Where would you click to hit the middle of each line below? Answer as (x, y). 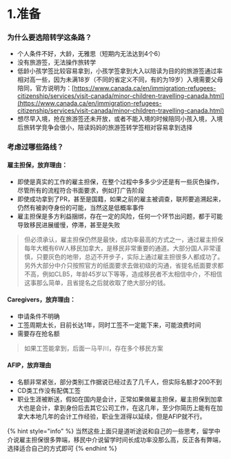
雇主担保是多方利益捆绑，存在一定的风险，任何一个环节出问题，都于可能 (120, 216)
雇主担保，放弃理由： (37, 165)
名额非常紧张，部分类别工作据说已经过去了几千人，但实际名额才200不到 (119, 382)
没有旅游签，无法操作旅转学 (57, 62)
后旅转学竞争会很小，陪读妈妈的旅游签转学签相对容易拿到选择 (105, 128)
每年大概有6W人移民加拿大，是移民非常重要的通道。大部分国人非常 (120, 248)
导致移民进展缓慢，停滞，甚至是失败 (69, 224)
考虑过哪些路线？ (36, 147)
